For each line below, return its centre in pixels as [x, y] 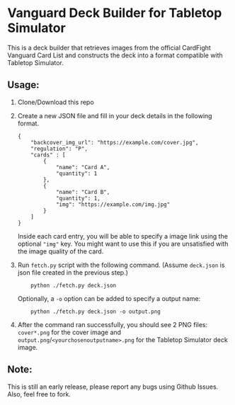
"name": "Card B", [83, 192]
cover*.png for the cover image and [69, 332]
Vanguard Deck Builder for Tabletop [115, 13]
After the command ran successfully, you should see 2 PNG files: [112, 324]
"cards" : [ [48, 155]
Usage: [24, 85]
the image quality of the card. [61, 251]
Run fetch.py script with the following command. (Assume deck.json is [121, 265]
